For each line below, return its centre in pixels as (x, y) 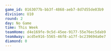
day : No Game (18, 23)
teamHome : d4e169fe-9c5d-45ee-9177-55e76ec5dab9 (55, 32)
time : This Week (22, 28)
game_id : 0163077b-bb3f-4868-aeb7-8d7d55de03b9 (55, 9)
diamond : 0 (16, 41)
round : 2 (14, 18)
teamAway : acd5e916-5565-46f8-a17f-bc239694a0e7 (55, 37)
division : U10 (20, 14)
